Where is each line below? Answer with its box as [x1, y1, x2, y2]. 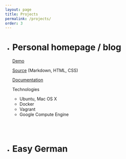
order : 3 [5, 21, 23, 26]
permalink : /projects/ [5, 16, 51, 21]
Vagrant [19, 106, 36, 113]
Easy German [12, 143, 68, 155]
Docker [19, 101, 34, 107]
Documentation [12, 77, 43, 83]
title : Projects [5, 12, 38, 17]
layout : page [5, 7, 32, 12]
